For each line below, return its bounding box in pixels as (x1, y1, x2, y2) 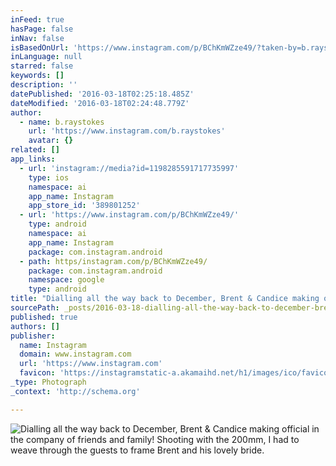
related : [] (10, 145, 60, 155)
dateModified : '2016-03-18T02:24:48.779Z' (10, 98, 190, 108)
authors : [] (10, 321, 60, 331)
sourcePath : (10, 303, 60, 313)
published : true (10, 312, 78, 322)
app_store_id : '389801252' (28, 201, 141, 211)
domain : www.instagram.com (19, 349, 132, 360)
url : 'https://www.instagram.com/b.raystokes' (28, 126, 226, 136)
